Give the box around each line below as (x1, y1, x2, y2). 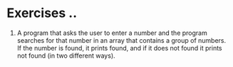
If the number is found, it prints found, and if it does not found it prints (16, 43, 222, 52)
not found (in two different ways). (16, 51, 115, 60)
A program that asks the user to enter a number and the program (16, 29, 207, 37)
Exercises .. (6, 5, 78, 21)
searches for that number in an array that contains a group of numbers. (16, 36, 227, 44)
